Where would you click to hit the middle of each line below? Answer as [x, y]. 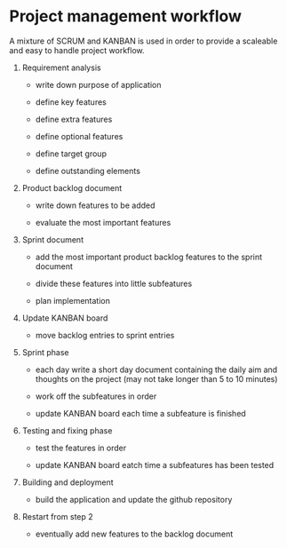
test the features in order [81, 448]
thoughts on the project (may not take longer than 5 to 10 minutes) [156, 378]
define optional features [79, 136]
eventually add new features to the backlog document [134, 534]
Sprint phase [45, 352]
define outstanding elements [88, 171]
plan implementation [73, 300]
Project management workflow [126, 16]
